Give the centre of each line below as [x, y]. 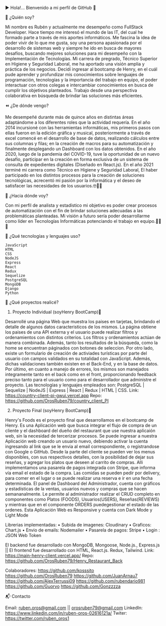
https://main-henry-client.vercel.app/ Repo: [50, 555]
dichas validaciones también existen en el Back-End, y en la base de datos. [82, 364]
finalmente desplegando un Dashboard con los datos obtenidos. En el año [81, 149]
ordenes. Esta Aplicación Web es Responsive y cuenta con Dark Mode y [79, 510]
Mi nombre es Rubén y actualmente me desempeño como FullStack [74, 27]
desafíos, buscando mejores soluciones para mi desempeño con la [74, 53]
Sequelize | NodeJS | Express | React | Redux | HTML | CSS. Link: [72, 390]
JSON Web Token [23, 535]
